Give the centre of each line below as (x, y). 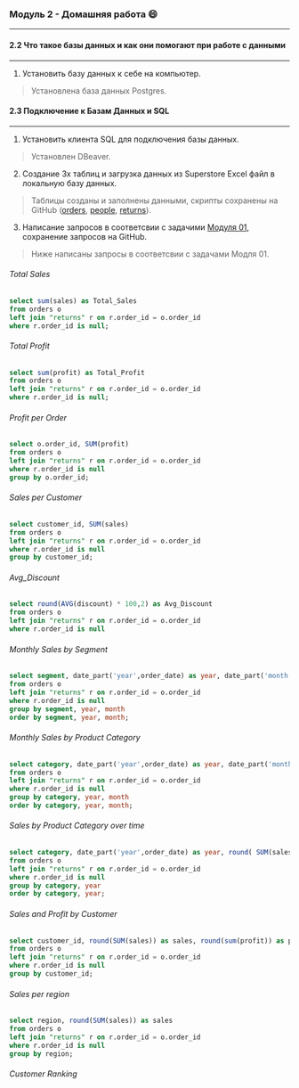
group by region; (41, 1054)
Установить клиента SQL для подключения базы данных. (130, 139)
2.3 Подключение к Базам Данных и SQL (89, 111)
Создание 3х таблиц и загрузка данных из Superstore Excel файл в (149, 174)
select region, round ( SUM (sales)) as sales (91, 1021)
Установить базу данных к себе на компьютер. (112, 73)
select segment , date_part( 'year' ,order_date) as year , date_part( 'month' (151, 676)
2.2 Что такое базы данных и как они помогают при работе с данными (148, 45)
